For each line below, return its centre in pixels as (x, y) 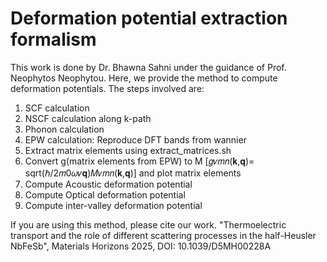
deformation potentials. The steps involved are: (107, 88)
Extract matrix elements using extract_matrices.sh (128, 150)
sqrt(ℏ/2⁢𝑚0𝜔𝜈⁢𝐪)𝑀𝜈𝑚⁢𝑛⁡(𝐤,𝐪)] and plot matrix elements (133, 173)
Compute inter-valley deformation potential (113, 205)
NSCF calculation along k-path (88, 118)
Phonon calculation (64, 129)
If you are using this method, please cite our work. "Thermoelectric (148, 224)
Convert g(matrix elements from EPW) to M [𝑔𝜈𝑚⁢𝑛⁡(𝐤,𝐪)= (139, 161)
